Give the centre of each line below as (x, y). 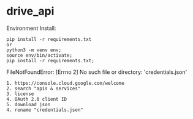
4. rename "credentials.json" (45, 110)
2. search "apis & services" (44, 88)
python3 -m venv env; (34, 50)
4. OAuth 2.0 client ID (37, 99)
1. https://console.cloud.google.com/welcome (65, 83)
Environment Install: (31, 28)
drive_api (30, 11)
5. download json (28, 104)
